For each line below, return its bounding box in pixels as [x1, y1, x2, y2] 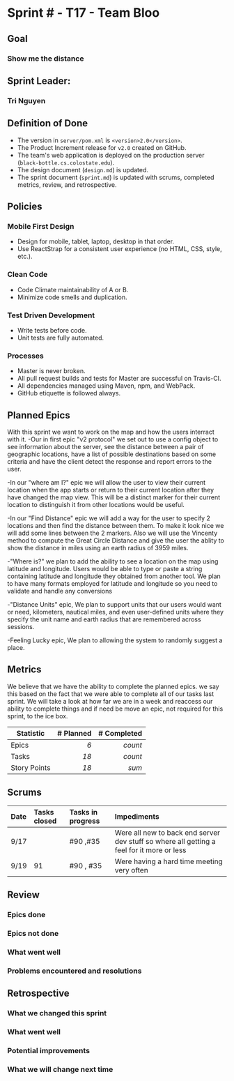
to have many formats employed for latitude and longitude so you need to [7, 580, 218, 588]
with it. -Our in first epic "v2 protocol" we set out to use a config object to [7, 435, 219, 444]
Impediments [114, 811, 159, 821]
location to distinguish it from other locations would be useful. [7, 501, 185, 509]
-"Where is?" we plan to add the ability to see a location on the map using [7, 557, 219, 566]
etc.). [17, 252, 33, 261]
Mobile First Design [7, 221, 75, 231]
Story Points [10, 762, 51, 772]
